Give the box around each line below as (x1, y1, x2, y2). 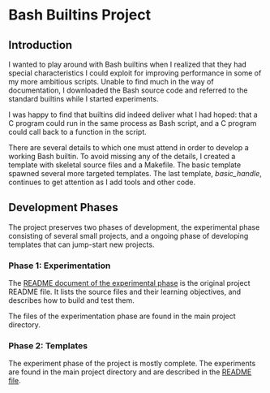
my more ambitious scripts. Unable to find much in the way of (8, 77, 214, 86)
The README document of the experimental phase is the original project (8, 279, 251, 288)
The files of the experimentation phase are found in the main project (8, 311, 236, 322)
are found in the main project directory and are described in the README (8, 367, 252, 377)
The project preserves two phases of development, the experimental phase (8, 222, 260, 232)
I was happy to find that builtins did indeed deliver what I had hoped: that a (8, 110, 258, 119)
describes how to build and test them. (8, 296, 135, 305)
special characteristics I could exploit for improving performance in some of (8, 68, 262, 78)
